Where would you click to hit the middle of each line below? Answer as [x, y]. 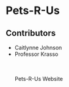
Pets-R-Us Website [39, 79]
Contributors [31, 33]
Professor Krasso [36, 54]
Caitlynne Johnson [38, 47]
